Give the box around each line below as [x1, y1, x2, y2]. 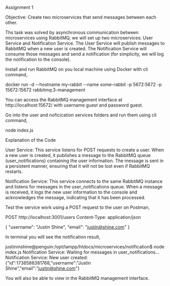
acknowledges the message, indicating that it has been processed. [5, 195, 146, 200]
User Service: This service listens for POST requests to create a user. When [5, 147, 164, 153]
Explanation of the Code [5, 137, 56, 143]
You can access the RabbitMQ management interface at [5, 97, 123, 103]
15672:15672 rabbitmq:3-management [5, 87, 86, 93]
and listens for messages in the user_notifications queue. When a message [5, 184, 163, 189]
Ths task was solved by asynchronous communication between [5, 29, 139, 35]
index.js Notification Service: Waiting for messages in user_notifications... [5, 249, 160, 255]
